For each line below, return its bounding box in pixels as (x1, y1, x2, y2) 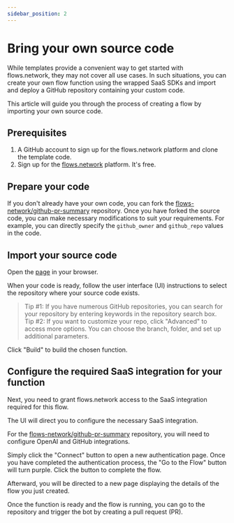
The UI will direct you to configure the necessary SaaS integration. (7, 416, 198, 424)
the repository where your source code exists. (7, 289, 140, 297)
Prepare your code (7, 180, 90, 192)
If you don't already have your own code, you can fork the (7, 199, 175, 208)
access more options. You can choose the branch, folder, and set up (24, 324, 221, 333)
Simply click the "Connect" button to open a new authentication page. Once (7, 450, 226, 459)
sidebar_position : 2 (7, 10, 68, 17)
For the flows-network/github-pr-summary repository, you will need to (7, 429, 210, 438)
